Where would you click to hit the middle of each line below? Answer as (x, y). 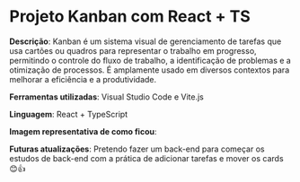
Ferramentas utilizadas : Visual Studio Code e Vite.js (106, 97)
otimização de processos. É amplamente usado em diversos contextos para (150, 70)
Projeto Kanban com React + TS (130, 17)
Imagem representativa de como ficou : (83, 131)
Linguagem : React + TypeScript (69, 114)
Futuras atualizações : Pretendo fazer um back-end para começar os (137, 149)
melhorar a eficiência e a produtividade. (83, 79)
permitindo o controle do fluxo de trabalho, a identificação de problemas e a (150, 60)
